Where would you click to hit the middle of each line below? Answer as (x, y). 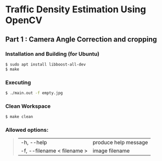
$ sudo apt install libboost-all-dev (46, 64)
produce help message (120, 143)
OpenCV (24, 20)
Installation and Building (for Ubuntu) (53, 54)
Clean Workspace (28, 106)
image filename (111, 151)
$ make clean (19, 117)
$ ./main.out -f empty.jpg (34, 93)
